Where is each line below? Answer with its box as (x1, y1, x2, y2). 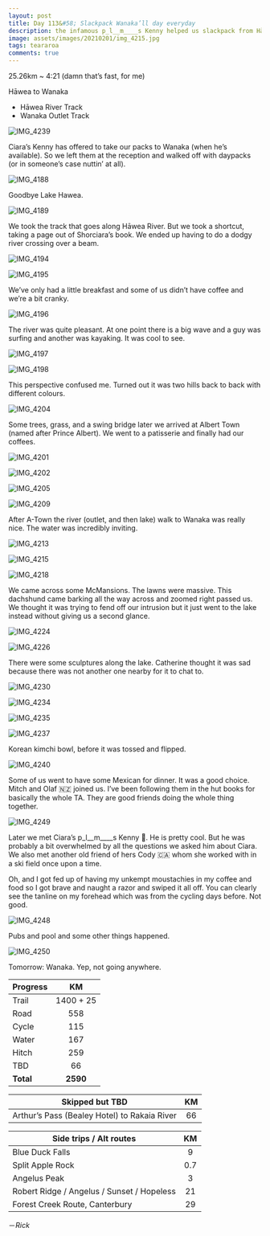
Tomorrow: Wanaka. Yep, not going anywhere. (8, 962, 162, 972)
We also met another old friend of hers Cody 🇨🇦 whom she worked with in (8, 849, 257, 859)
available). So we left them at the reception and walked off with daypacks (8, 150, 252, 160)
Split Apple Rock (12, 1160, 75, 1170)
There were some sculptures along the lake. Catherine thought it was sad (8, 658, 252, 667)
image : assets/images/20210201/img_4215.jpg (8, 34, 160, 43)
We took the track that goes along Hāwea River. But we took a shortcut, (8, 222, 245, 231)
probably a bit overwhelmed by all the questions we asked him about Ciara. (8, 841, 257, 850)
